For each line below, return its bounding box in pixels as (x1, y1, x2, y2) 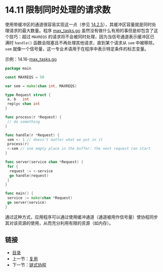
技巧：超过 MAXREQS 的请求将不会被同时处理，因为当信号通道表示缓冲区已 (9, 34, 154, 39)
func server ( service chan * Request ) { (5, 159, 83, 165)
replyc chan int (7, 101, 40, 106)
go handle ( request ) (9, 173, 49, 178)
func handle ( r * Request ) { (5, 133, 60, 137)
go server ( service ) (7, 200, 47, 205)
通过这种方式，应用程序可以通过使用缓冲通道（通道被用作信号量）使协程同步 (5, 214, 158, 220)
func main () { (5, 191, 34, 196)
